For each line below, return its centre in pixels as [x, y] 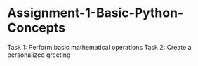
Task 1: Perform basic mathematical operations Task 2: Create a [99, 47]
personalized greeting [39, 55]
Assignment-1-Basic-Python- [95, 13]
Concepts [36, 28]
